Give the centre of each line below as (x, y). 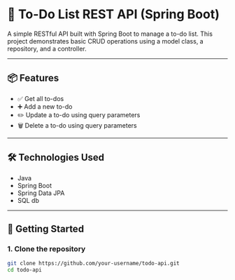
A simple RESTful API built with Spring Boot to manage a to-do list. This (110, 34)
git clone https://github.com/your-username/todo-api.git (93, 264)
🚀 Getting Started (46, 228)
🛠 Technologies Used (56, 158)
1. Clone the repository (47, 248)
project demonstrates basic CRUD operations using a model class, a (106, 41)
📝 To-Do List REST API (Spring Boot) (114, 14)
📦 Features (33, 78)
